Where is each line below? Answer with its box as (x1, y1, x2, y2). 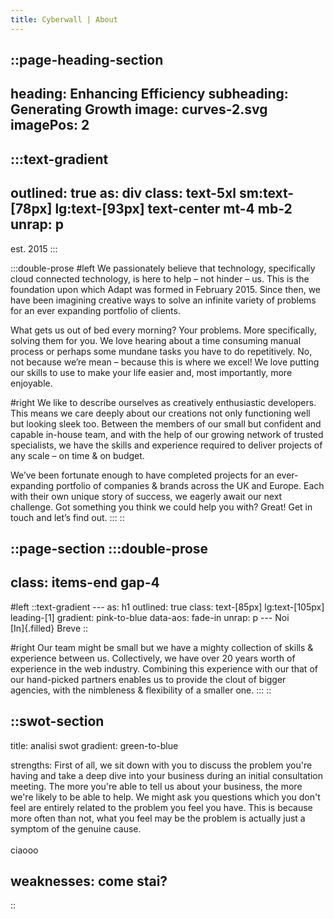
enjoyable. (10, 377, 53, 389)
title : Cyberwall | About (10, 14, 118, 25)
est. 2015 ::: (10, 242, 58, 255)
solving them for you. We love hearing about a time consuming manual (10, 334, 302, 346)
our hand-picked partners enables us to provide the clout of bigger (10, 673, 287, 685)
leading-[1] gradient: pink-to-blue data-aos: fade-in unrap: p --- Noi (10, 611, 290, 623)
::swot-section (10, 713, 105, 730)
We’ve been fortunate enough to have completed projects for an (10, 469, 275, 481)
